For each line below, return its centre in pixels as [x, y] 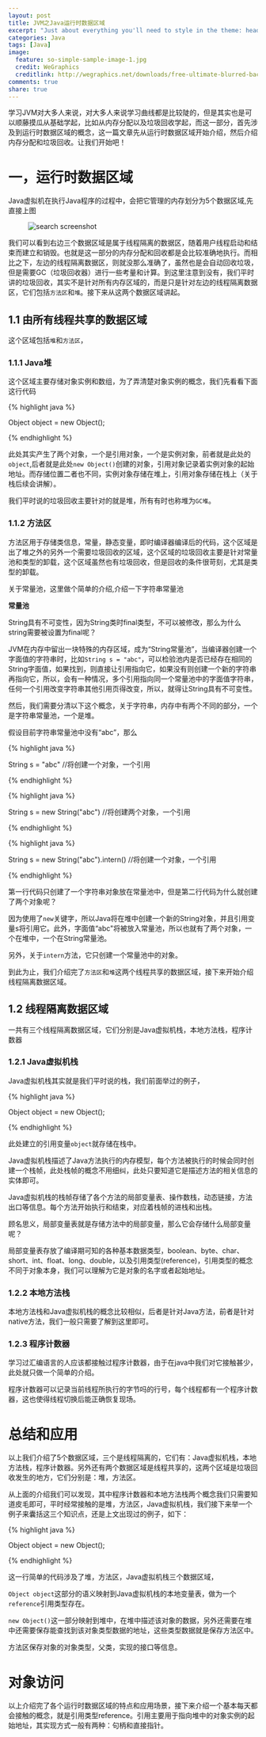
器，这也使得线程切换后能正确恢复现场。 [74, 1400]
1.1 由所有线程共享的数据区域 [78, 320]
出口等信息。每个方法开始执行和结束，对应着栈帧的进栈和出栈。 [112, 1207]
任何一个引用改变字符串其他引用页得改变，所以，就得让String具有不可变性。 [133, 688]
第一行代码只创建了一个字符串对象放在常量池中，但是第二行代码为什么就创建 [133, 891]
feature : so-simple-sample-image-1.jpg [81, 60]
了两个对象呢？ [32, 901]
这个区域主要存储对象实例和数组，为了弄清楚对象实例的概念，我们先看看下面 [133, 382]
